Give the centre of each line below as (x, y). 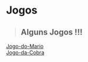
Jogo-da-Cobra (25, 53)
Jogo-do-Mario (25, 46)
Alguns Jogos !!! (51, 32)
